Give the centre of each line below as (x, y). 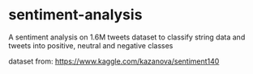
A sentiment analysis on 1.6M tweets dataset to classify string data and (127, 37)
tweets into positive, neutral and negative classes (91, 45)
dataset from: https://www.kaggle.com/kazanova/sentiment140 (114, 61)
